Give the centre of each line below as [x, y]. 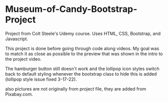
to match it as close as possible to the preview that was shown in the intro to [84, 54]
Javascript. [17, 39]
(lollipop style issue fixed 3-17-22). [41, 79]
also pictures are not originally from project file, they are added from [76, 89]
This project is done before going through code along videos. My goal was [82, 48]
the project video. [23, 59]
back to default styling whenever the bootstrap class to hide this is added [81, 74]
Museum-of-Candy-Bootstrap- [71, 9]
